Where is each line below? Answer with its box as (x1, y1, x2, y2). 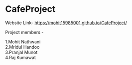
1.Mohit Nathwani (5, 38, 41, 45)
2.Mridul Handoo (5, 44, 40, 50)
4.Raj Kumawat (5, 54, 36, 60)
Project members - (5, 29, 44, 35)
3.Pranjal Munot (5, 49, 38, 55)
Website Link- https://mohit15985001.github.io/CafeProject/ (5, 20, 127, 26)
